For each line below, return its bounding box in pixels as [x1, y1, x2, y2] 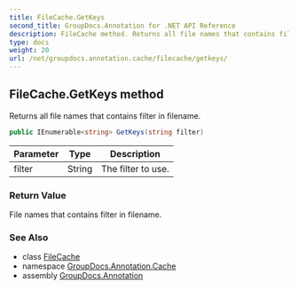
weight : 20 [9, 46, 50, 55]
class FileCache [21, 252, 81, 262]
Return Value [9, 189, 67, 201]
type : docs [9, 37, 50, 47]
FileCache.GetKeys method [9, 87, 164, 102]
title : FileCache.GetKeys [9, 12, 105, 22]
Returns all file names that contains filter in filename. [9, 110, 201, 121]
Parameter [13, 147, 59, 160]
